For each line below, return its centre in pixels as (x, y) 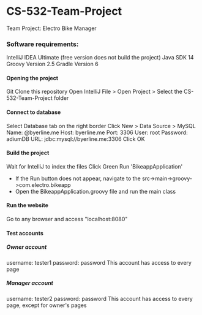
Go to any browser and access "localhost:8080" (67, 219)
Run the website (28, 205)
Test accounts (25, 233)
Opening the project (32, 78)
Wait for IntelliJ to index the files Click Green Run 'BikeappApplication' (95, 166)
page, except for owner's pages (47, 305)
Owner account (27, 247)
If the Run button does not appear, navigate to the (78, 178)
